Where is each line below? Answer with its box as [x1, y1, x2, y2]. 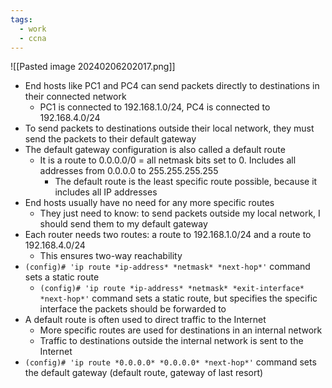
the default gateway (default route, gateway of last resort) [24, 367, 264, 379]
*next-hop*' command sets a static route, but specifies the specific [39, 292, 318, 305]
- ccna [19, 33, 47, 43]
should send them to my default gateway [39, 218, 208, 230]
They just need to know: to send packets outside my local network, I [39, 207, 321, 220]
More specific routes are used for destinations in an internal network [39, 324, 323, 336]
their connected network [24, 91, 127, 103]
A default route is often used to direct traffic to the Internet [24, 314, 267, 326]
